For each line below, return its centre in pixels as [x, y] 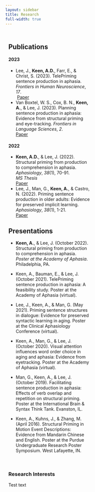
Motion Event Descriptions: [44, 429]
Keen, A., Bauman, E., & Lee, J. [47, 274]
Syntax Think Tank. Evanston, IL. [49, 409]
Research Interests [32, 474]
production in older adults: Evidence [53, 199]
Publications [28, 47]
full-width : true [23, 19]
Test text [17, 485]
